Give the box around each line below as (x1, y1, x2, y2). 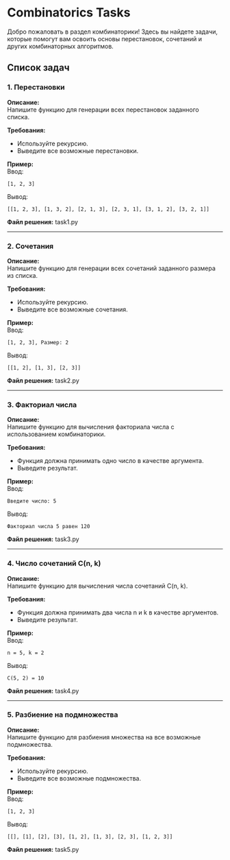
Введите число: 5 (7, 498, 57, 505)
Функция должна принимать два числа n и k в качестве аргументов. (16, 608, 219, 617)
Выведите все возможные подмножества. (16, 774, 142, 783)
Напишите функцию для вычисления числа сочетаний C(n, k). (7, 582, 188, 590)
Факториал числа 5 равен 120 (7, 523, 90, 530)
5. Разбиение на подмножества (7, 710, 118, 719)
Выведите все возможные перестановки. (16, 146, 139, 155)
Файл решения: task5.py (7, 845, 79, 853)
